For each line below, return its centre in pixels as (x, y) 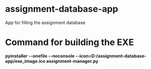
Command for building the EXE (70, 42)
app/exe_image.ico (25, 61)
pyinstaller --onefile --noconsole (40, 56)
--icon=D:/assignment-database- (111, 56)
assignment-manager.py (72, 61)
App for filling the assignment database (45, 23)
